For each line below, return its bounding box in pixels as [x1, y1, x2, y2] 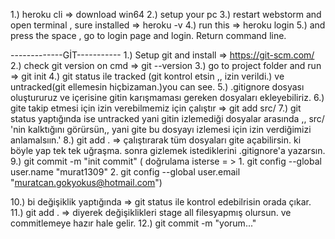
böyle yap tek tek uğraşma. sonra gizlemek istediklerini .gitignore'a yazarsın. [10, 145, 326, 156]
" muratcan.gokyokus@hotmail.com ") [10, 177, 163, 188]
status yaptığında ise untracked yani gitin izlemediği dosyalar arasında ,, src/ [10, 113, 325, 124]
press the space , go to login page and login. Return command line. [10, 30, 287, 41]
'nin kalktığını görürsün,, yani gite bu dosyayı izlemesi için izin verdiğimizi [10, 124, 312, 135]
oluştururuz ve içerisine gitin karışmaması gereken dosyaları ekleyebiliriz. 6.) [10, 92, 325, 103]
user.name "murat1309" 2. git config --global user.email [10, 166, 241, 178]
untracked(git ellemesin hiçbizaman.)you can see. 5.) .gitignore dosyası [10, 81, 305, 93]
